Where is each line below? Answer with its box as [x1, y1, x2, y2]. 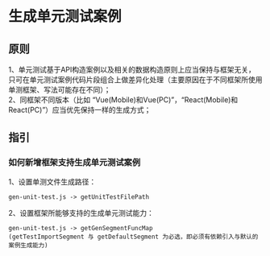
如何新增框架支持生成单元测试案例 [8, 157, 141, 168]
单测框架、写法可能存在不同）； [8, 85, 111, 94]
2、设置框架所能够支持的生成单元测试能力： [8, 208, 155, 217]
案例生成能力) [8, 241, 48, 250]
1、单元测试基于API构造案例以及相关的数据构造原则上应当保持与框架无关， [8, 65, 256, 74]
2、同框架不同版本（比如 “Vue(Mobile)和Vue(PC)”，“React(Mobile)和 [8, 95, 239, 105]
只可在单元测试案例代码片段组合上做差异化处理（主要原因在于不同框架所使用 [8, 75, 263, 85]
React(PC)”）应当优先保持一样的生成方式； [8, 105, 152, 114]
